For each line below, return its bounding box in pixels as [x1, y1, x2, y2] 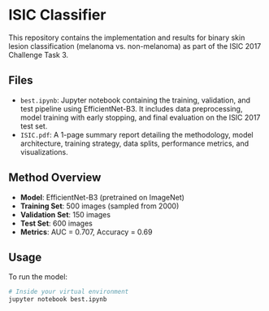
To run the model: [8, 272, 67, 282]
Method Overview [8, 171, 102, 185]
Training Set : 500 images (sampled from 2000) [20, 201, 180, 211]
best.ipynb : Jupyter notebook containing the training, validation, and [20, 95, 250, 105]
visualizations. [20, 147, 69, 156]
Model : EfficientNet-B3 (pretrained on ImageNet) [20, 192, 185, 202]
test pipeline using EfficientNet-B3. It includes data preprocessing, [20, 103, 243, 113]
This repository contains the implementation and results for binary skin [8, 33, 245, 42]
